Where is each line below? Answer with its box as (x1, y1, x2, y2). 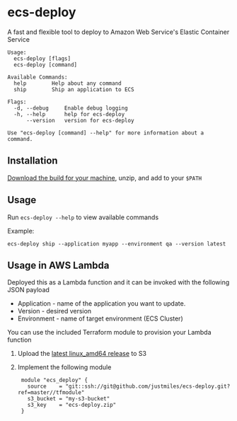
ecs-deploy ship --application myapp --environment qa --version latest (7, 240, 226, 248)
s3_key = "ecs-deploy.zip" (27, 401, 117, 409)
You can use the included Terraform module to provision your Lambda (7, 328, 212, 337)
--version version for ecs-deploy (25, 117, 134, 124)
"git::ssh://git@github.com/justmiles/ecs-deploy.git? (65, 383, 231, 390)
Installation (7, 155, 58, 167)
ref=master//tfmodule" (17, 389, 85, 396)
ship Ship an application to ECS (13, 86, 134, 93)
